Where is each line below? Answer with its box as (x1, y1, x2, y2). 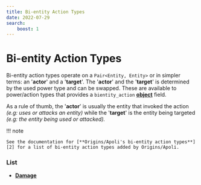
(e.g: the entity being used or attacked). (6, 115, 106, 123)
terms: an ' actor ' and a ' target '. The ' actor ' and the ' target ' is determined (6, 78, 190, 85)
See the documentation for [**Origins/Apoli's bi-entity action (6, 139, 171, 145)
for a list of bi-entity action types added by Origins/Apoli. (17, 144, 180, 151)
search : (6, 20, 26, 26)
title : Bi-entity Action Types (6, 8, 85, 15)
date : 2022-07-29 (6, 15, 50, 21)
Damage (14, 172, 37, 179)
